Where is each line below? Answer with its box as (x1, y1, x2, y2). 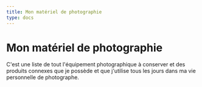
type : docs (6, 15, 34, 21)
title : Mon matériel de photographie (6, 9, 102, 15)
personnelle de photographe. (6, 74, 79, 81)
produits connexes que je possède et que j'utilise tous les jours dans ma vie (6, 68, 196, 75)
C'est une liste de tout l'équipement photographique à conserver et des (6, 61, 186, 68)
